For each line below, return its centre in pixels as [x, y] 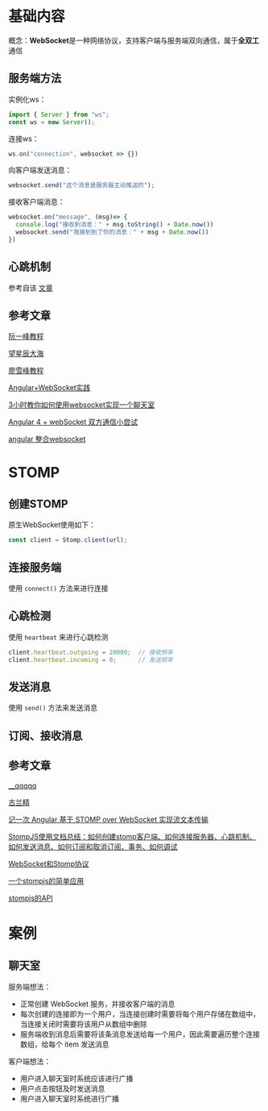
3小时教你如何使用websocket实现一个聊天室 [82, 405]
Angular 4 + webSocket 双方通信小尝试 [73, 422]
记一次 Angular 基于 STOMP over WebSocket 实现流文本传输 [109, 819]
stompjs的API [31, 898]
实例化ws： [27, 99]
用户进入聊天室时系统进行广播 [69, 1098]
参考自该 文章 [31, 288]
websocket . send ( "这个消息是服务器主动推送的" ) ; [82, 185]
